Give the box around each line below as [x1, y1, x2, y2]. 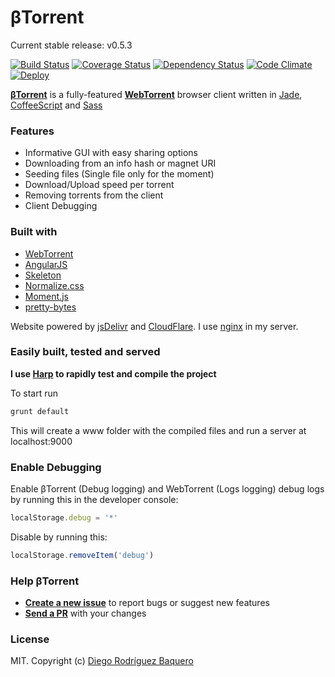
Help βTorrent [10, 574, 80, 588]
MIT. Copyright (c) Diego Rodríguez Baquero [10, 655, 194, 667]
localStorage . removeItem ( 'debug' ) [10, 550, 155, 560]
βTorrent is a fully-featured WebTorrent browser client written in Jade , [10, 88, 303, 100]
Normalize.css [24, 279, 85, 291]
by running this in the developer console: [10, 494, 179, 505]
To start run [10, 387, 59, 399]
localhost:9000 [10, 435, 73, 447]
